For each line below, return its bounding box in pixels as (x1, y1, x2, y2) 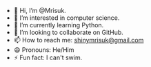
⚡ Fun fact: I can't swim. (13, 53, 83, 62)
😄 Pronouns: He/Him (13, 46, 74, 54)
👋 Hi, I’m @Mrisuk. (13, 7, 67, 14)
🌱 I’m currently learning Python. (13, 21, 104, 29)
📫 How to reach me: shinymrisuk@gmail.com (13, 36, 144, 44)
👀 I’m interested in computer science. (13, 14, 120, 22)
